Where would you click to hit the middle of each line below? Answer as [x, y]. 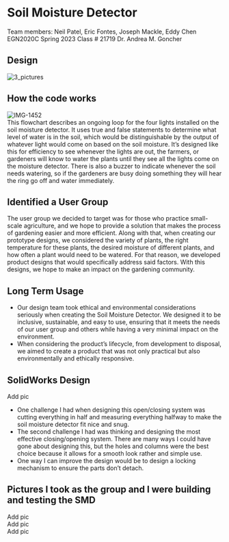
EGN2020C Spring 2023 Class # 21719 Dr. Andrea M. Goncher [95, 38]
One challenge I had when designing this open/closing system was [111, 410]
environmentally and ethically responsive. [76, 358]
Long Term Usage [45, 291]
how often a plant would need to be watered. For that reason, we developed [114, 255]
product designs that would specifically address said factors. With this [106, 262]
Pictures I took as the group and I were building [109, 490]
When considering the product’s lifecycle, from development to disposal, [119, 344]
